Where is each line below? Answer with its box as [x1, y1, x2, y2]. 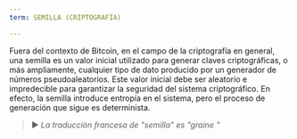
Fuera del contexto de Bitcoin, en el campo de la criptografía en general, [9, 45, 275, 56]
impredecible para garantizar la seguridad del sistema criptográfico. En [9, 83, 270, 94]
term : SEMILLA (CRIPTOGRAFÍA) [9, 12, 122, 22]
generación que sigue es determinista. [9, 102, 151, 112]
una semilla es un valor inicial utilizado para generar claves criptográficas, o [9, 54, 288, 65]
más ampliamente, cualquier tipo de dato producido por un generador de [9, 64, 276, 75]
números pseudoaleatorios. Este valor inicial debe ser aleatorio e [9, 73, 248, 85]
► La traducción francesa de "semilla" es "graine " [30, 119, 220, 130]
